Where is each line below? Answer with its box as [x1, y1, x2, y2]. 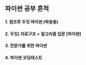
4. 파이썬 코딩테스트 [5, 54, 43, 60]
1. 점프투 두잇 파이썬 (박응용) [5, 19, 58, 25]
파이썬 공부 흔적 [5, 4, 49, 13]
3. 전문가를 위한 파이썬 [5, 43, 47, 49]
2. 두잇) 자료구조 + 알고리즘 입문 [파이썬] [5, 31, 81, 37]
